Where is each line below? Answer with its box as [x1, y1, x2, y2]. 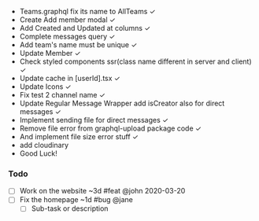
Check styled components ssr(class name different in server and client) [19, 57, 252, 66]
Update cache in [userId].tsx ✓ [19, 74, 120, 83]
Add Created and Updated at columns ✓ [19, 24, 151, 32]
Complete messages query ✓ [19, 31, 116, 41]
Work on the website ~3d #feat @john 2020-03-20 [19, 186, 186, 196]
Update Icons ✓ [19, 82, 72, 91]
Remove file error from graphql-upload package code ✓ [19, 123, 202, 133]
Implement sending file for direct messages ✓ [19, 116, 169, 124]
